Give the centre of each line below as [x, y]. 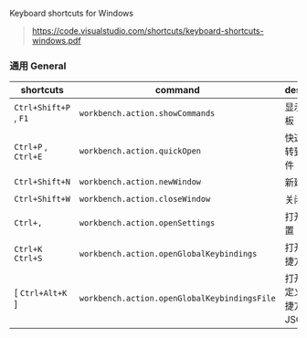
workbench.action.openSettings [147, 223]
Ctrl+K [28, 249]
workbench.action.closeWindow [145, 199]
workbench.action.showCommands [147, 114]
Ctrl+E [28, 157]
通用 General [38, 66]
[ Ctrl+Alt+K [41, 293]
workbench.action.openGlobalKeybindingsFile [177, 299]
